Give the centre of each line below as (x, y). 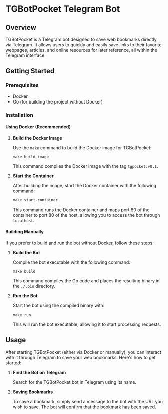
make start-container (35, 200)
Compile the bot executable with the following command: (71, 262)
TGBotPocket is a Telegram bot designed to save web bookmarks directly (81, 39)
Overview (21, 27)
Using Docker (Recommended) (38, 127)
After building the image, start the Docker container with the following (85, 185)
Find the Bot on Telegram (39, 372)
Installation (19, 115)
